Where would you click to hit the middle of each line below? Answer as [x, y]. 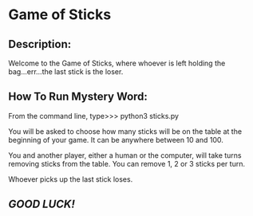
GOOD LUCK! [42, 204]
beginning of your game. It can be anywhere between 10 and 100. [116, 139]
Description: [40, 44]
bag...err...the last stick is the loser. [66, 72]
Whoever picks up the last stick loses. [71, 179]
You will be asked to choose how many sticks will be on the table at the [125, 131]
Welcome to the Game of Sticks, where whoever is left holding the [117, 63]
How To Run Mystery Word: [78, 97]
